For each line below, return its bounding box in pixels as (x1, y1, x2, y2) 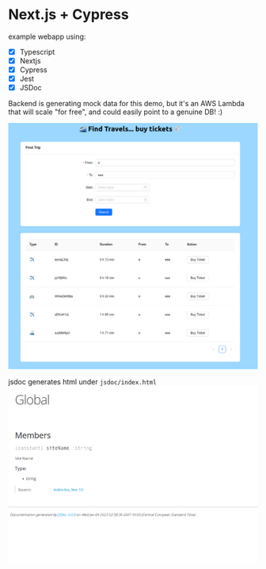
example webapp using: (8, 32, 86, 41)
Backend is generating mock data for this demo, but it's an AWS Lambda (8, 99, 245, 109)
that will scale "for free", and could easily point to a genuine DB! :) (8, 107, 223, 116)
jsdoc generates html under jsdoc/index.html (8, 376, 157, 386)
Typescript (19, 47, 55, 56)
